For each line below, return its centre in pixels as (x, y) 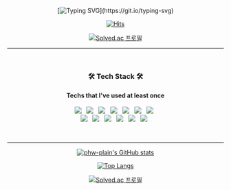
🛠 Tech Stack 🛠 (115, 76)
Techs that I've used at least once (115, 95)
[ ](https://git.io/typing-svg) (115, 11)
